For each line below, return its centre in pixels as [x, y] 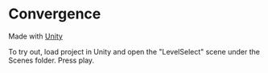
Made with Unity [35, 36]
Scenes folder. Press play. [52, 60]
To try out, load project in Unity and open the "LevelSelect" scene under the [134, 51]
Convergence [55, 14]
